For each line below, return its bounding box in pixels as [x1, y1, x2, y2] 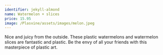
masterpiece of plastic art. [4, 44, 58, 50]
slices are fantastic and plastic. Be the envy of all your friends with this [4, 39, 147, 45]
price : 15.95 [4, 16, 31, 21]
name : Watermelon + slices [4, 12, 60, 17]
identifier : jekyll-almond [4, 7, 60, 12]
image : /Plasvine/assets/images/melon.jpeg [4, 20, 95, 26]
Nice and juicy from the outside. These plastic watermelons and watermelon [4, 34, 159, 40]
